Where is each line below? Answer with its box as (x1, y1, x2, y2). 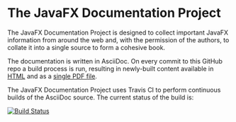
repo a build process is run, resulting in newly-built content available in (7, 64, 214, 73)
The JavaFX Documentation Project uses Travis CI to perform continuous (7, 85, 221, 94)
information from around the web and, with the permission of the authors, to (7, 35, 230, 44)
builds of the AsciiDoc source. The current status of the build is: (7, 93, 194, 102)
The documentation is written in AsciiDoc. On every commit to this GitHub (7, 56, 223, 65)
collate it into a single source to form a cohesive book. (7, 43, 165, 51)
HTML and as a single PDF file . (7, 72, 98, 80)
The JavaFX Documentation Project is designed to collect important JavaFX (7, 28, 229, 37)
